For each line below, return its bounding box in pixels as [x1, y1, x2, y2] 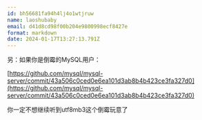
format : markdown [7, 29, 57, 37]
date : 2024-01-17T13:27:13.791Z [7, 36, 100, 43]
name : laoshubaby [7, 17, 57, 23]
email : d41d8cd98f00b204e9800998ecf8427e [7, 23, 128, 30]
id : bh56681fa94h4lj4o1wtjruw [7, 10, 94, 17]
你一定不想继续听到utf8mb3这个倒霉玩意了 [7, 106, 128, 114]
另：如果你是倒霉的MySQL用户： [7, 56, 101, 64]
